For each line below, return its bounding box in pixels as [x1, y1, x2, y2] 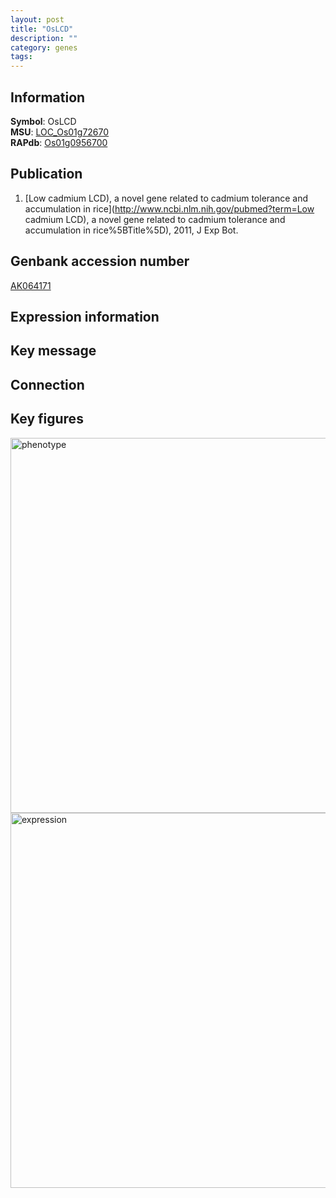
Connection [10, 376, 85, 393]
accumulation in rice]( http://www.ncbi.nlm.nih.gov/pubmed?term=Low [24, 202, 315, 215]
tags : [10, 52, 33, 62]
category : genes [10, 42, 78, 53]
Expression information [10, 308, 160, 325]
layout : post [10, 14, 65, 25]
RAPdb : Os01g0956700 [10, 136, 108, 148]
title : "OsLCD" [10, 24, 74, 34]
